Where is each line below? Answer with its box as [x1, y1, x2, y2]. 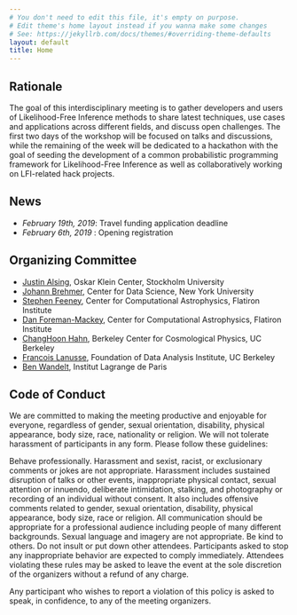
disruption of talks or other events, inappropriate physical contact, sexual [9, 475, 277, 485]
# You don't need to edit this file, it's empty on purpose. [9, 12, 240, 22]
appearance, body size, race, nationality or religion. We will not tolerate [9, 430, 270, 440]
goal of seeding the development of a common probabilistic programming [9, 149, 278, 160]
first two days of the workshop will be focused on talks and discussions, [9, 130, 273, 141]
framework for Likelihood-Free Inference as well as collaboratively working [9, 159, 283, 170]
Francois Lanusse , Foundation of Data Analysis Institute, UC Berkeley [21, 351, 276, 362]
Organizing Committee [9, 253, 137, 268]
